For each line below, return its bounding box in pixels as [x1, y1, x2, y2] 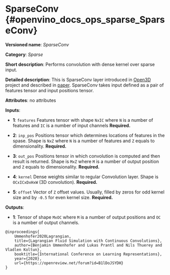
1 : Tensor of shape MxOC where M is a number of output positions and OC [12, 214, 161, 220]
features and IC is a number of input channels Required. [12, 122, 131, 128]
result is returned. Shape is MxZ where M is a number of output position [12, 158, 159, 164]
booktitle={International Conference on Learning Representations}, [14, 252, 162, 257]
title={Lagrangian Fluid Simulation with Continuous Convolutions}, [14, 238, 162, 243]
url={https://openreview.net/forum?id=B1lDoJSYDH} [14, 260, 124, 265]
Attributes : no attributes [5, 97, 56, 103]
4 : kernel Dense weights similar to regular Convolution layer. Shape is [12, 174, 159, 180]
